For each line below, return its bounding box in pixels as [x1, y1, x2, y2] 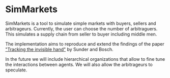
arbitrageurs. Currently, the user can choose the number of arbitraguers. [5, 25, 158, 31]
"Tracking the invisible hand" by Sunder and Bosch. [5, 46, 114, 52]
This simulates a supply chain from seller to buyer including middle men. [5, 31, 157, 37]
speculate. [5, 67, 27, 73]
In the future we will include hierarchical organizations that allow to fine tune [5, 56, 165, 62]
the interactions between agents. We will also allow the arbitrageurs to [5, 61, 153, 67]
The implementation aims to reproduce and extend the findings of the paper [5, 41, 164, 47]
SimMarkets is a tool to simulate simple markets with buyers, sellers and [5, 20, 156, 26]
